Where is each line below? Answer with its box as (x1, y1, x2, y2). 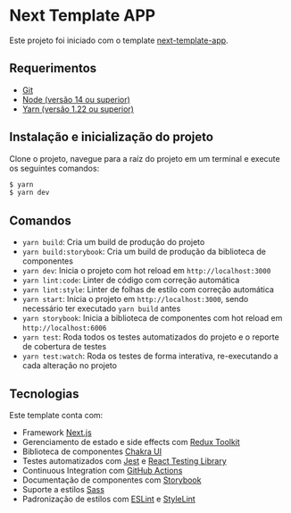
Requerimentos (9, 61, 97, 76)
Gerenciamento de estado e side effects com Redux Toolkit (21, 436, 241, 447)
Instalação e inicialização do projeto (9, 130, 214, 145)
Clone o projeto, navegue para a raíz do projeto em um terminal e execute (9, 153, 280, 164)
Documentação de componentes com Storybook (21, 475, 202, 485)
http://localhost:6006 (21, 324, 107, 333)
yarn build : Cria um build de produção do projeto (21, 237, 205, 248)
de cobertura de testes (21, 341, 107, 352)
